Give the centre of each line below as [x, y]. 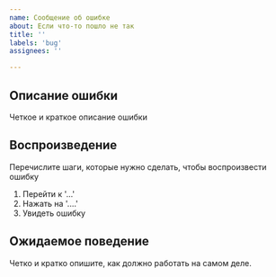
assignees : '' [36, 51]
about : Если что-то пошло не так [72, 26]
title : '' [28, 34]
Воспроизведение [63, 145]
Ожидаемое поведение [80, 241]
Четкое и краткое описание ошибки [79, 117]
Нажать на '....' [50, 203]
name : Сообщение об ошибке [60, 18]
